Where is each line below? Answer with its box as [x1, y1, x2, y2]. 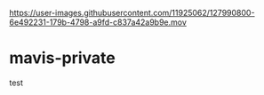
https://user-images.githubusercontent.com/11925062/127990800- [9, 8, 255, 18]
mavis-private [9, 48, 116, 68]
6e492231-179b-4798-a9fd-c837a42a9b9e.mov [9, 17, 187, 28]
